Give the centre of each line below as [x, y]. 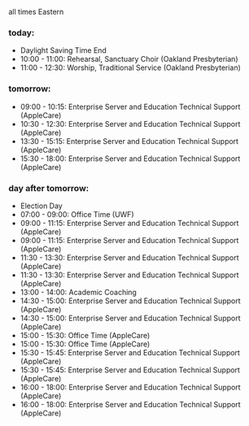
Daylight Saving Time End [63, 50]
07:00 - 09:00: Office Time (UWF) [77, 214]
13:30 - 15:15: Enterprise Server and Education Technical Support [129, 141]
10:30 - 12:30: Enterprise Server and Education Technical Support [130, 124]
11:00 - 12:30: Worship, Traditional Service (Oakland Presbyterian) [131, 67]
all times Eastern [36, 12]
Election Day [41, 206]
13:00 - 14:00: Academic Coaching [78, 292]
